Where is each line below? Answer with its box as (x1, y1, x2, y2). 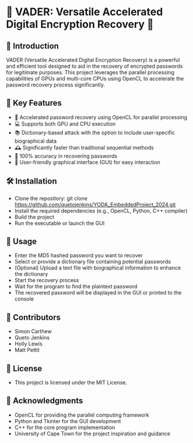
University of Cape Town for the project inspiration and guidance (14, 430, 171, 437)
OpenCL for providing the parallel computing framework (14, 411, 150, 418)
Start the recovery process (14, 277, 79, 284)
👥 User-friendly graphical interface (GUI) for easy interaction (14, 158, 160, 165)
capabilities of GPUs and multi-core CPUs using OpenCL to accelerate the (6, 75, 184, 82)
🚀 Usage (6, 237, 37, 247)
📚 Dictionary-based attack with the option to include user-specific (14, 129, 175, 136)
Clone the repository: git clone (14, 195, 87, 202)
